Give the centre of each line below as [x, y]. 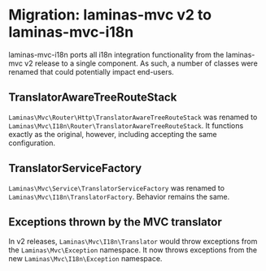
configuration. [32, 143]
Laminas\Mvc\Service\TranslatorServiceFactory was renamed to [117, 187]
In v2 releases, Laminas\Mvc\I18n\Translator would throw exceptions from [133, 242]
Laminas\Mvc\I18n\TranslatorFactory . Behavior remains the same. [119, 196]
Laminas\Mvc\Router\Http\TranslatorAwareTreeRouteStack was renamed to [133, 117]
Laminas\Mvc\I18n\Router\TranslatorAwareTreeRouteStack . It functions [126, 125]
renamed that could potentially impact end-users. [92, 71]
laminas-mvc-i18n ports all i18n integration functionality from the [116, 54]
